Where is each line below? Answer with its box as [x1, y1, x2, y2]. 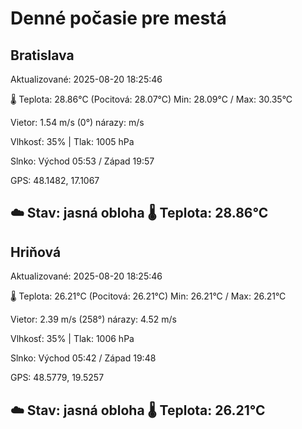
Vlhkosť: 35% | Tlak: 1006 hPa [10, 333, 135, 345]
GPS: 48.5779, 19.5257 [10, 372, 105, 384]
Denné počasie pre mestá [10, 7, 227, 30]
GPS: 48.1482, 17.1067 [10, 175, 100, 186]
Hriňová [10, 243, 62, 261]
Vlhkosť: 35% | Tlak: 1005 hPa [10, 136, 135, 147]
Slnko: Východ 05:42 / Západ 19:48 [10, 352, 157, 364]
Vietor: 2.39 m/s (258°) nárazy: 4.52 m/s [10, 313, 177, 326]
